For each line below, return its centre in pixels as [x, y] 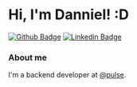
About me [28, 57]
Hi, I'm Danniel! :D [69, 15]
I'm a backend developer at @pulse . [67, 75]
